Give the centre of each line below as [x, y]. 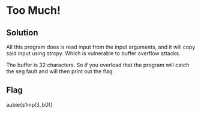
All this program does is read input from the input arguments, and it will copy [101, 47]
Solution [22, 33]
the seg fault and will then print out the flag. [60, 71]
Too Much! [34, 10]
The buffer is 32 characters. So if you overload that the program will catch [98, 65]
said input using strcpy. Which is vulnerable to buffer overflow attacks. [94, 53]
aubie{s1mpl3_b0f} [29, 104]
